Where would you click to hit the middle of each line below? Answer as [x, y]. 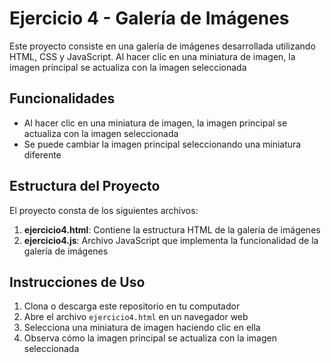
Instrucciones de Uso [77, 282]
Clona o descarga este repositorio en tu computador [132, 306]
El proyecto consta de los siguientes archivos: [104, 210]
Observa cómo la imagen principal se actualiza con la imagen [150, 338]
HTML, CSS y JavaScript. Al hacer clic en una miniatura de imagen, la [152, 56]
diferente [42, 154]
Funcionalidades [62, 98]
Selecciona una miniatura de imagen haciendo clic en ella [142, 328]
